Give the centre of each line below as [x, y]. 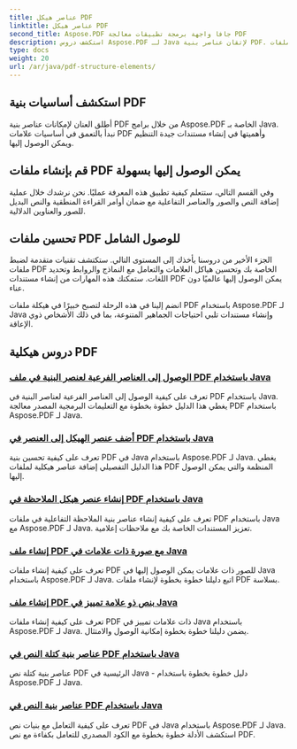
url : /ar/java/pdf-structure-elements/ [83, 67]
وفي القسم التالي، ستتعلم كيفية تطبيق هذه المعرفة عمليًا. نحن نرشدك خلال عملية [142, 192]
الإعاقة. [21, 324]
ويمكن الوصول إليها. [42, 143]
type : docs [29, 50]
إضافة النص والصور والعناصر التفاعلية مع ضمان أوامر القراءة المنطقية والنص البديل [144, 201]
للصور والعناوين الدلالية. [47, 211]
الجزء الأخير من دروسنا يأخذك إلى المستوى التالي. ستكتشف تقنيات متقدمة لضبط [141, 260]
